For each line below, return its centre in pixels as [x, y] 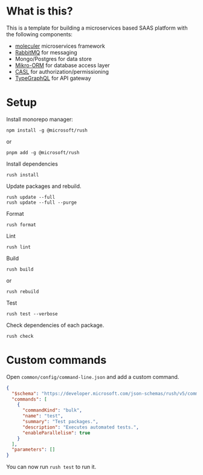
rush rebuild [23, 291]
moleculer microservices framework [60, 46]
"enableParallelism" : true [56, 433]
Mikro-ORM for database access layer [62, 65]
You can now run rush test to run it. [51, 467]
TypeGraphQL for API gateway [53, 78]
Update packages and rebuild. [44, 186]
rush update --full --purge [42, 202]
